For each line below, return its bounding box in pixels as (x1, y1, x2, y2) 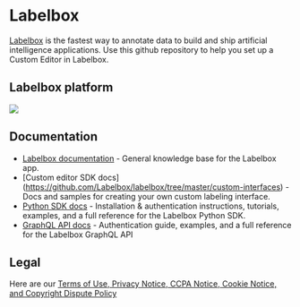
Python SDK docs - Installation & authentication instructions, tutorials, (21, 200, 279, 211)
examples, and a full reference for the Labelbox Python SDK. (21, 209, 246, 220)
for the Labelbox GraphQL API (21, 229, 133, 240)
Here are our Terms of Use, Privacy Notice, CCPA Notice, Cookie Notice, (9, 278, 278, 289)
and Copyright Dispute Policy (9, 288, 117, 299)
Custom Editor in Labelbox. (9, 54, 109, 64)
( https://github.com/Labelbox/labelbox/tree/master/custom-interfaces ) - (21, 181, 289, 192)
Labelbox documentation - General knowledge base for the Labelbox (21, 153, 277, 164)
